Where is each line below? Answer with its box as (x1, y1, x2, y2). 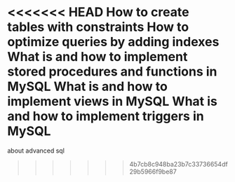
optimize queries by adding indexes (7, 34, 220, 50)
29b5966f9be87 (129, 167, 177, 176)
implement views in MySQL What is (7, 94, 217, 109)
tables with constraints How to (7, 19, 189, 35)
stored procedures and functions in (7, 64, 217, 80)
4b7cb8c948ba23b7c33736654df (129, 160, 228, 168)
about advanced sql (7, 146, 65, 155)
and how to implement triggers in (7, 108, 205, 125)
